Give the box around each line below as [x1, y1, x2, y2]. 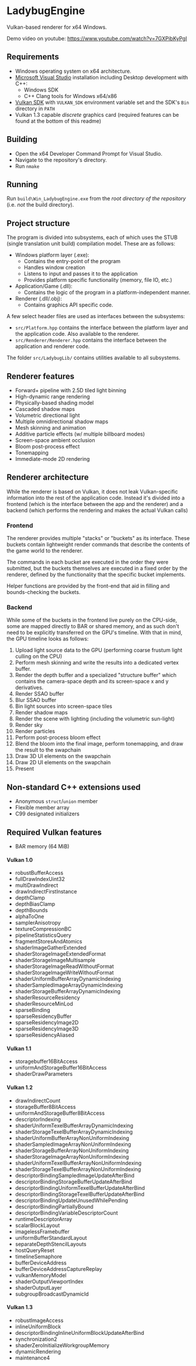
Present [15, 765, 35, 773]
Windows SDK [23, 86, 59, 93]
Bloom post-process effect [15, 443, 80, 450]
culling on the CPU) [15, 653, 63, 660]
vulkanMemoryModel [15, 1271, 67, 1279]
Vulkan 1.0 [6, 856, 33, 864]
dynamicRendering [15, 1348, 61, 1355]
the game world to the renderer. [6, 547, 84, 554]
